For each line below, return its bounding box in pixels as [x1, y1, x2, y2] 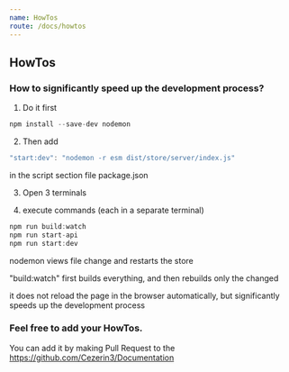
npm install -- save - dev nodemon [9, 120, 131, 129]
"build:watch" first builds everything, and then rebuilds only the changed [9, 272, 279, 284]
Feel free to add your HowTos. [9, 322, 143, 334]
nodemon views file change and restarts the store [9, 255, 194, 266]
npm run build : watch [9, 222, 87, 231]
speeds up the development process [9, 299, 146, 311]
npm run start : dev [9, 239, 78, 248]
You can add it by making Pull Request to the [9, 342, 176, 353]
